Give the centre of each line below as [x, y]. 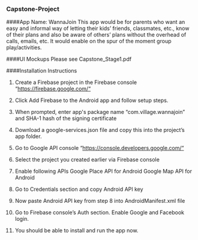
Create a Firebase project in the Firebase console [76, 82]
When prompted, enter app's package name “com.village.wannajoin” [100, 112]
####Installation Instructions [42, 71]
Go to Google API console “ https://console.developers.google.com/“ [99, 148]
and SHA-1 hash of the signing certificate [66, 118]
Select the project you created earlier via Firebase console [87, 160]
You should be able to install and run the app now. [76, 230]
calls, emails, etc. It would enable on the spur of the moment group [89, 41]
